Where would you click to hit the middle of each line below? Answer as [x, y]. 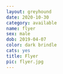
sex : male [18, 34]
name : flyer [21, 28]
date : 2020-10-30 [28, 17]
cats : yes [18, 51]
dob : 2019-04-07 [26, 39]
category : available [32, 23]
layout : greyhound [29, 12]
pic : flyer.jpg [25, 61]
